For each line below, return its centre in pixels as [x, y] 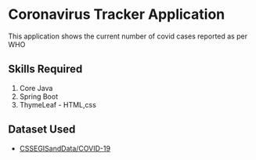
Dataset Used [42, 130]
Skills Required [45, 69]
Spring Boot [39, 96]
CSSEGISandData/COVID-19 [65, 148]
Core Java [36, 88]
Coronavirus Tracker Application [117, 15]
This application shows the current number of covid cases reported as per [128, 36]
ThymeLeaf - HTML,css [58, 104]
